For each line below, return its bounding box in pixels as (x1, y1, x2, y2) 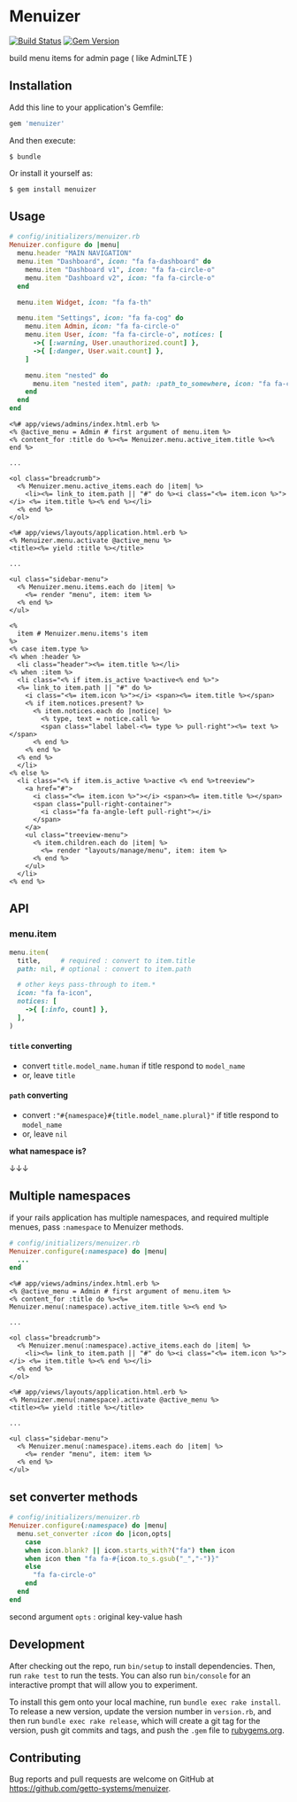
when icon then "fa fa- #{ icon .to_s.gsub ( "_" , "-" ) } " (25, 1554, 219, 1563)
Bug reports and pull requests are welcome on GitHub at (9, 1774, 215, 1784)
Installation (9, 78, 72, 94)
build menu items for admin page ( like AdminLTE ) (9, 52, 193, 63)
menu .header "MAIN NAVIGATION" (17, 249, 133, 258)
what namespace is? (9, 1146, 87, 1157)
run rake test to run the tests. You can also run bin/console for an (9, 1670, 251, 1681)
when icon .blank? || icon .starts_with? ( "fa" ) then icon (25, 1546, 236, 1555)
